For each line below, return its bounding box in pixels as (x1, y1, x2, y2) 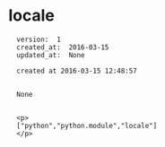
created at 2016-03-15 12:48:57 (16, 66, 138, 75)
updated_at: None (16, 50, 86, 59)
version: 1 (16, 35, 62, 44)
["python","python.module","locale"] (16, 121, 158, 130)
